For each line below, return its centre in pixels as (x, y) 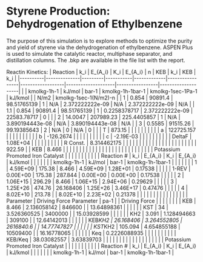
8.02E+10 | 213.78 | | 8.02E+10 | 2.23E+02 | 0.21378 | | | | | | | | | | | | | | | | (97, 194)
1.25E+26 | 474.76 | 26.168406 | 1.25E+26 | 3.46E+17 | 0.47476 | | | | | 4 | (97, 188)
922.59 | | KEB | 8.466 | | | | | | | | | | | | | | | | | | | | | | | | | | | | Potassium (93, 149)
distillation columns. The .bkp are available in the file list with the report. (96, 60)
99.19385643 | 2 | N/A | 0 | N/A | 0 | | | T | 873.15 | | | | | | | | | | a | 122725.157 (101, 130)
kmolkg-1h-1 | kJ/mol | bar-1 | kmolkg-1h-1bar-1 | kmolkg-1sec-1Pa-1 (113, 91)
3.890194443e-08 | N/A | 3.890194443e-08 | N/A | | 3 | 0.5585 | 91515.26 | (100, 123)
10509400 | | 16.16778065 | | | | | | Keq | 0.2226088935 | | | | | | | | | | (91, 233)
